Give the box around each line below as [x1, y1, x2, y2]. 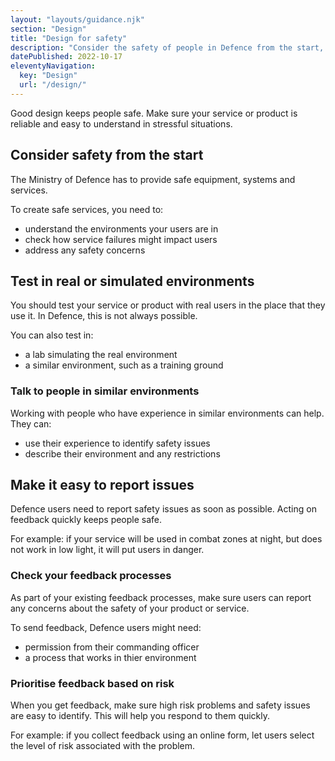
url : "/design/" [19, 80, 87, 90]
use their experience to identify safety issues [24, 437, 211, 449]
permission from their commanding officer [24, 641, 200, 653]
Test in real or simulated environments [10, 272, 255, 290]
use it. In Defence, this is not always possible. [10, 310, 198, 322]
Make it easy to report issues [10, 477, 195, 494]
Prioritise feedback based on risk [10, 676, 175, 690]
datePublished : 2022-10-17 [10, 52, 123, 62]
